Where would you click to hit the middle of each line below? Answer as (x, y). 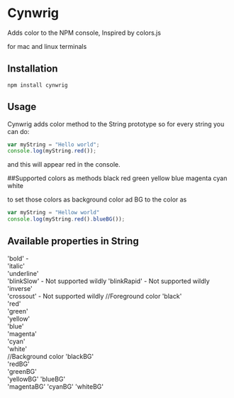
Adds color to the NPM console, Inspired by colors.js (84, 33)
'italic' (16, 266)
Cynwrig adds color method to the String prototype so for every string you (116, 124)
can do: (18, 131)
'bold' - (18, 258)
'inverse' (20, 288)
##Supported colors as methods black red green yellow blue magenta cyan (117, 178)
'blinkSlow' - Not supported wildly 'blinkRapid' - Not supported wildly (109, 281)
